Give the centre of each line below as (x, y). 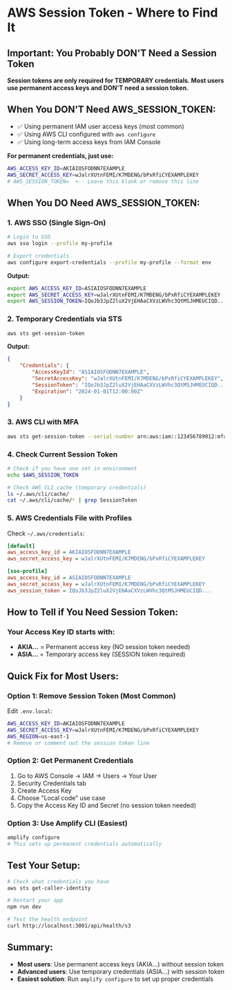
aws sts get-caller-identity (49, 888)
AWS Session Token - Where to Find (113, 13)
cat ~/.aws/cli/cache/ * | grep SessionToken (72, 500)
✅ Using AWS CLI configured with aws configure (86, 134)
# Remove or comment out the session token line (78, 743)
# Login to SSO (29, 237)
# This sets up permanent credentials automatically (85, 844)
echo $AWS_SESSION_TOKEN (43, 475)
